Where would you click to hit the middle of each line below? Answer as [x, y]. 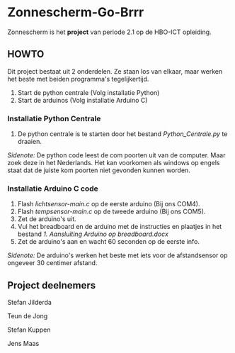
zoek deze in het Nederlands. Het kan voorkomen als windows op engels [114, 163]
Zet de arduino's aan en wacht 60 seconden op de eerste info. [109, 242]
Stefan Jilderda [29, 303]
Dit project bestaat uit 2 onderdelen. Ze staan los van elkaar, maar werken [115, 71]
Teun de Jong [28, 316]
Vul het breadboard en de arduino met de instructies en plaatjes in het [120, 227]
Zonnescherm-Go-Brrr [76, 12]
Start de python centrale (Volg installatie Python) [88, 92]
